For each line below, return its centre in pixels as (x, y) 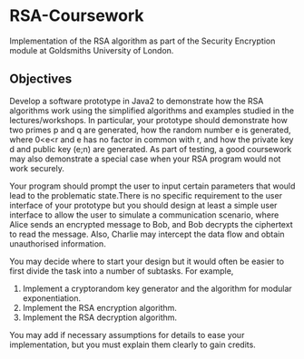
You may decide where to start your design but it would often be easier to (147, 261)
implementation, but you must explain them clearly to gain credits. (132, 344)
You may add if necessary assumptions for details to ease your (127, 335)
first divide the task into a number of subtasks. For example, (122, 271)
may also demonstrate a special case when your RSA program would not (145, 159)
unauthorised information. (58, 243)
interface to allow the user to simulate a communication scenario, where (144, 215)
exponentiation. (52, 298)
